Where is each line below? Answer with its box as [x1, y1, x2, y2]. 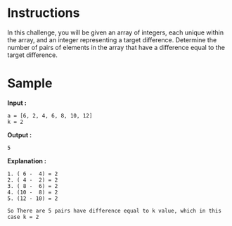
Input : [7, 99, 27, 107]
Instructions [7, 5, 80, 21]
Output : [7, 130, 32, 139]
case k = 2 [7, 213, 39, 220]
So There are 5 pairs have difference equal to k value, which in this [7, 207, 221, 214]
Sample [7, 75, 53, 92]
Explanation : [7, 156, 47, 165]
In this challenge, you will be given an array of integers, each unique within [7, 28, 224, 37]
